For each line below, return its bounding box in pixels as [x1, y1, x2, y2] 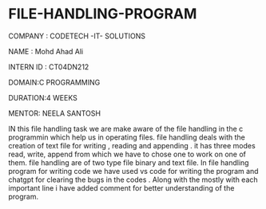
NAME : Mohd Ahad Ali [8, 46, 84, 56]
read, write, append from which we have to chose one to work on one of [8, 149, 246, 159]
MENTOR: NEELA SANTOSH [8, 108, 101, 118]
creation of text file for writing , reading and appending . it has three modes [8, 140, 256, 150]
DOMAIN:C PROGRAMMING [8, 77, 101, 87]
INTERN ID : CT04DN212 [8, 61, 89, 72]
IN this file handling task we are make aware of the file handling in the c [8, 124, 244, 133]
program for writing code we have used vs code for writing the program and [8, 166, 259, 175]
